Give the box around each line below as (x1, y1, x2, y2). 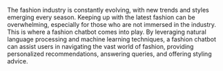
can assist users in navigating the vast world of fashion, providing (7, 43, 194, 50)
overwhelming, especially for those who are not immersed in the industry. (7, 21, 216, 28)
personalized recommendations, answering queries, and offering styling (7, 50, 212, 58)
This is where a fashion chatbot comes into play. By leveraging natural (7, 28, 207, 36)
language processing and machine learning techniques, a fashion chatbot (7, 35, 216, 43)
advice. (7, 57, 28, 65)
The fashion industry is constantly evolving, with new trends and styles (7, 6, 209, 14)
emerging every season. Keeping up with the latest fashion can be (7, 13, 195, 21)
